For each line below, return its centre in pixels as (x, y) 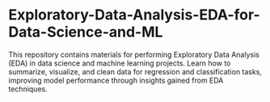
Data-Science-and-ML (86, 32)
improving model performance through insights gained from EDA (116, 80)
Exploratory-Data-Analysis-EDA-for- (134, 15)
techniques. (28, 89)
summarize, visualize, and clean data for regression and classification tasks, (135, 71)
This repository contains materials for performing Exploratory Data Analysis (134, 54)
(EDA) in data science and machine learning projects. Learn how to (120, 63)
